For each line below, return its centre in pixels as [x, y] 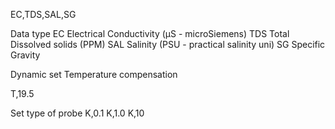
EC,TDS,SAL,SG [43, 14]
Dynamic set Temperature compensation [94, 74]
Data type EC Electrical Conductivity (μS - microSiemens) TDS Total [150, 33]
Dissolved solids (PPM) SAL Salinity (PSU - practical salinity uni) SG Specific [168, 44]
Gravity [25, 55]
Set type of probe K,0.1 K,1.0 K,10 [77, 113]
